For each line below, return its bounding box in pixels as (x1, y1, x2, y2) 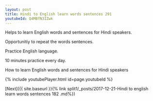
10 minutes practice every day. (5, 58, 67, 64)
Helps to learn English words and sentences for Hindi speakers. (5, 30, 132, 35)
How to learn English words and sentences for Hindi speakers (5, 67, 129, 73)
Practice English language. (5, 48, 58, 54)
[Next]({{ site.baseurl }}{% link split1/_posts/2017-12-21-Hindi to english (5, 86, 149, 92)
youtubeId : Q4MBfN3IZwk (5, 16, 53, 21)
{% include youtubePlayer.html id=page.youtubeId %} (5, 76, 113, 83)
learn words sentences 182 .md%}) (5, 91, 75, 97)
